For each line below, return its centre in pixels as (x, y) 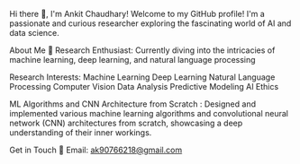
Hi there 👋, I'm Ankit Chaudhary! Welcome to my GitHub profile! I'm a (137, 14)
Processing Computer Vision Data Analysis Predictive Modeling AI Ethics (144, 86)
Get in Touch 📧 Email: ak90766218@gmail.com (96, 150)
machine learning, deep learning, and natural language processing (132, 60)
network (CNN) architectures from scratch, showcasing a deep (126, 123)
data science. (35, 33)
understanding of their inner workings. (81, 133)
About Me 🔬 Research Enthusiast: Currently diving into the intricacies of (142, 50)
